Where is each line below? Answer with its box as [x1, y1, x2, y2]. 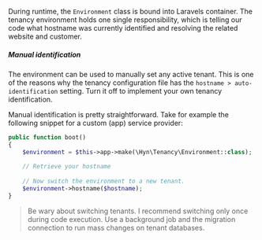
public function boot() [8, 133, 87, 141]
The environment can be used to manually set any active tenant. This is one [8, 69, 254, 79]
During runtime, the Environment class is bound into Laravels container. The [8, 7, 253, 16]
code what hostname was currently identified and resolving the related [8, 24, 238, 32]
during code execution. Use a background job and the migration [27, 214, 236, 223]
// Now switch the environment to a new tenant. [22, 177, 185, 186]
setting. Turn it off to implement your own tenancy [59, 86, 223, 95]
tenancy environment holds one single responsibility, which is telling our [8, 15, 242, 24]
